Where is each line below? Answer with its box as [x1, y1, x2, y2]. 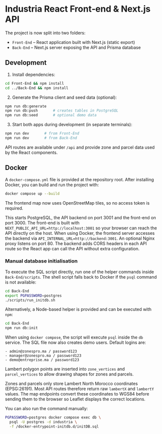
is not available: [5, 279, 36, 285]
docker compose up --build [5, 191, 60, 196]
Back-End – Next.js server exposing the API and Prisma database [12, 44, 141, 50]
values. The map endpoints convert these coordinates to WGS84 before [5, 391, 149, 397]
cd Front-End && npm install [5, 81, 64, 86]
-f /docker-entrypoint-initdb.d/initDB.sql [9, 424, 99, 429]
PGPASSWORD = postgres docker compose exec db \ [5, 415, 101, 420]
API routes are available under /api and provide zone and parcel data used [5, 144, 155, 150]
